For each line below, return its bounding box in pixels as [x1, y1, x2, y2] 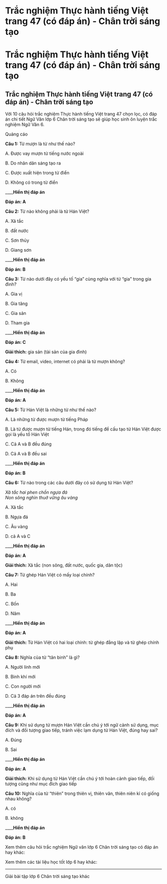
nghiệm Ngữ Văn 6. [5, 122, 45, 128]
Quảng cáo [5, 131, 28, 137]
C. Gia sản [5, 310, 26, 316]
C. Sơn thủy [5, 237, 29, 244]
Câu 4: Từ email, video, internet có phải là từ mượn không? [5, 359, 125, 365]
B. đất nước [5, 228, 29, 234]
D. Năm [5, 610, 21, 616]
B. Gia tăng [5, 300, 28, 306]
